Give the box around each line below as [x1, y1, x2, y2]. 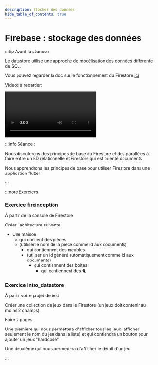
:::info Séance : [5, 141, 35, 147]
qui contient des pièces [19, 236, 67, 242]
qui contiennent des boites [34, 262, 88, 268]
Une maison [12, 231, 36, 237]
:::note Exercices [5, 189, 39, 195]
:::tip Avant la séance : [5, 49, 50, 54]
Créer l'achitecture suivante [5, 222, 61, 227]
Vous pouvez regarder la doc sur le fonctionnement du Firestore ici [5, 72, 140, 78]
